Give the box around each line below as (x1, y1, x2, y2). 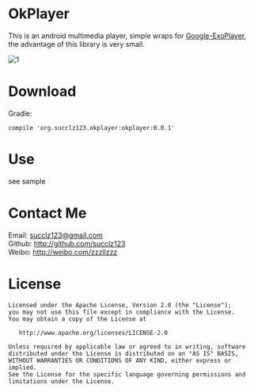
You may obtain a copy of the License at (8, 314, 147, 323)
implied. (8, 363, 37, 371)
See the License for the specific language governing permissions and (8, 370, 246, 379)
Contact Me (8, 204, 87, 222)
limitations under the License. (8, 377, 115, 385)
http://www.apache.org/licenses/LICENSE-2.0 (18, 329, 169, 337)
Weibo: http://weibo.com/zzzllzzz (8, 247, 118, 257)
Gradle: (8, 108, 32, 118)
